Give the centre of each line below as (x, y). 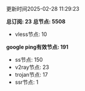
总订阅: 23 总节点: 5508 (36, 22)
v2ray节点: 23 (32, 67)
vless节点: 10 (31, 34)
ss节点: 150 (29, 60)
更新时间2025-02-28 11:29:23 (43, 9)
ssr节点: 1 (27, 82)
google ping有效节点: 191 (37, 47)
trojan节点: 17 (31, 75)
